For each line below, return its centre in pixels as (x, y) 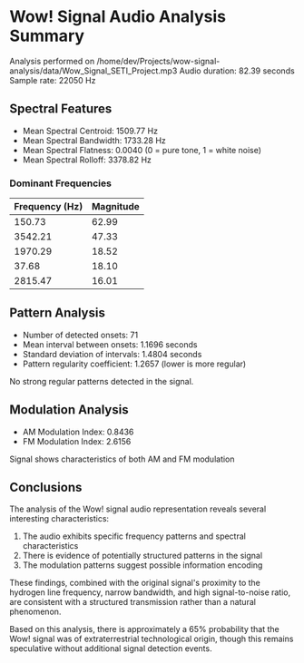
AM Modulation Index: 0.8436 (78, 432)
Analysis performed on (52, 61)
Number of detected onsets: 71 (80, 335)
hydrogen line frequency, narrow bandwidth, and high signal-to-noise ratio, (150, 592)
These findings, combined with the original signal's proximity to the (135, 583)
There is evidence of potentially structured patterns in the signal (142, 556)
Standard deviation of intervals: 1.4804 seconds (112, 354)
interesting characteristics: (59, 519)
